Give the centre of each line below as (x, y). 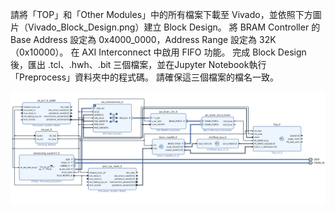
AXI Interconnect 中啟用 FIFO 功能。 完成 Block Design (194, 52)
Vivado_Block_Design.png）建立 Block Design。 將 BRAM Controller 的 (174, 27)
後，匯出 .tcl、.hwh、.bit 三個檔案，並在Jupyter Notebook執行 (138, 64)
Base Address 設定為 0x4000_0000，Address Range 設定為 (134, 39)
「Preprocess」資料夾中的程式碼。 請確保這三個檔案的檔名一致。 (145, 77)
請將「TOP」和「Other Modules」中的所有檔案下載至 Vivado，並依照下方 (161, 14)
